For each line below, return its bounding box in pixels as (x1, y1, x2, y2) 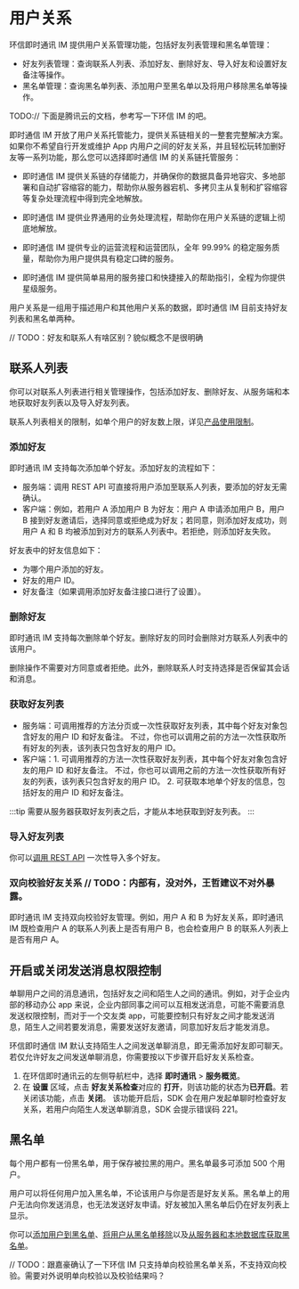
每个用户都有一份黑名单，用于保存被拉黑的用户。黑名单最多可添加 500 (9, 1157, 268, 1168)
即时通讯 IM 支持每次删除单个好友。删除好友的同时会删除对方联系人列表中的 (9, 632, 288, 643)
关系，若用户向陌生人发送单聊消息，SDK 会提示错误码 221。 (21, 1104, 243, 1114)
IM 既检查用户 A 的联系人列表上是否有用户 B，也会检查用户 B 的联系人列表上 (9, 923, 289, 934)
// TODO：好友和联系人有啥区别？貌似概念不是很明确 (9, 331, 204, 343)
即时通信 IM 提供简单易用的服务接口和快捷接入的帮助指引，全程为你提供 (21, 272, 287, 282)
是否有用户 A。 (9, 934, 64, 945)
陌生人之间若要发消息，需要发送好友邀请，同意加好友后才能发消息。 (24, 1022, 274, 1032)
